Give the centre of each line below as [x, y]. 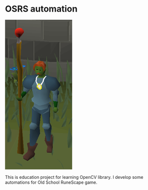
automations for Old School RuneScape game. [51, 182]
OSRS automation [41, 9]
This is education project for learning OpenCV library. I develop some [74, 177]
